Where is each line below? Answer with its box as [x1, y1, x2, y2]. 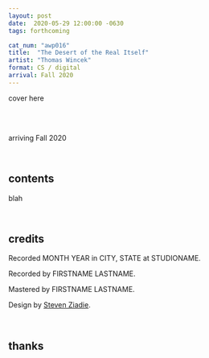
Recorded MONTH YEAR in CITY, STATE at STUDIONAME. [8, 253, 201, 263]
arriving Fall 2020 [8, 133, 67, 142]
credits [8, 232, 45, 245]
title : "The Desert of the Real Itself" [8, 49, 150, 57]
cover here [8, 93, 44, 103]
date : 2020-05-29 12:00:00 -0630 [8, 19, 125, 27]
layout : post [8, 11, 52, 20]
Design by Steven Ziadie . [8, 300, 91, 310]
